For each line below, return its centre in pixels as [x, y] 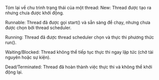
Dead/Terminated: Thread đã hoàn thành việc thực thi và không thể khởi [79, 67]
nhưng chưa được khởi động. [35, 13]
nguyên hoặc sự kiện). [28, 57]
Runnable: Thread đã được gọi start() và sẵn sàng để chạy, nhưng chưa [78, 22]
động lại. [14, 72]
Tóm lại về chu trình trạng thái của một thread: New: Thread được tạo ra [78, 8]
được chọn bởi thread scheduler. [38, 28]
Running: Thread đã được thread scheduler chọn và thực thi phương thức [80, 37]
